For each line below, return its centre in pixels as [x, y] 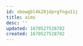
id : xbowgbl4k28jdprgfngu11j [42, 12]
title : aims [21, 17]
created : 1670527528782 [36, 34]
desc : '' [17, 23]
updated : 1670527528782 [36, 28]
